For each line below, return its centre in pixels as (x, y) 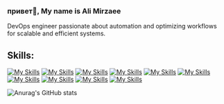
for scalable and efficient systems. (57, 33)
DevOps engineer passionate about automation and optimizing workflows (112, 26)
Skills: (21, 55)
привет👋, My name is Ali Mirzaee (64, 11)
